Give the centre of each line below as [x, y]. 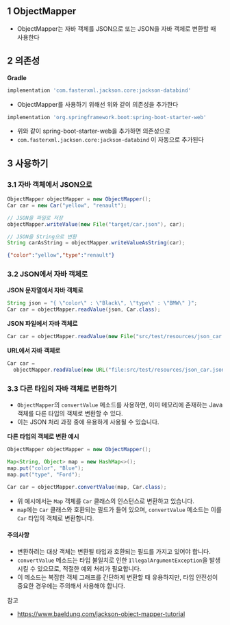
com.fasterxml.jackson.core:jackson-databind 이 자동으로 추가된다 [110, 140]
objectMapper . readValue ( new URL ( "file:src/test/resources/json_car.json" [120, 370]
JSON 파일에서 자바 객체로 [42, 324]
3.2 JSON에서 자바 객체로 [48, 275]
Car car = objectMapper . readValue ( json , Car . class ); [84, 310]
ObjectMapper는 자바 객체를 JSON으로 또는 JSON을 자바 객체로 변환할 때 [116, 28]
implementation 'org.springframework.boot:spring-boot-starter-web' [107, 117]
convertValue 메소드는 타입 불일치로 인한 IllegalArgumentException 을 [112, 560]
